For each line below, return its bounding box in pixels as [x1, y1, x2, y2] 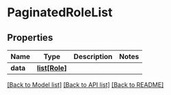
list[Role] [36, 63, 67, 73]
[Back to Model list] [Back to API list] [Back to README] [7, 81, 164, 89]
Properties [7, 32, 53, 43]
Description [73, 52, 113, 61]
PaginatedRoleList [7, 5, 113, 20]
